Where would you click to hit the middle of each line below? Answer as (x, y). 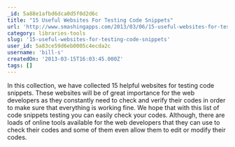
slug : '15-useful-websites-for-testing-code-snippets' (89, 40)
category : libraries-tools (47, 33)
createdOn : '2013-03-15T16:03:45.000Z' (65, 59)
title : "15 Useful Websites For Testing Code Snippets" (90, 20)
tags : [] (20, 65)
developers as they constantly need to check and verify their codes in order (116, 100)
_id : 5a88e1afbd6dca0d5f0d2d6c (53, 14)
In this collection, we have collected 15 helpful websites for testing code (111, 85)
